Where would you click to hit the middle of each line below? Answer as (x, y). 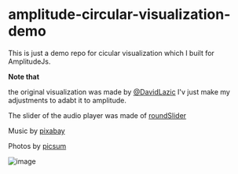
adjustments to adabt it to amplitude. (68, 100)
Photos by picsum (37, 146)
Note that (24, 76)
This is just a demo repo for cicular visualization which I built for (111, 53)
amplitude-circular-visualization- (119, 15)
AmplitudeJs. (29, 61)
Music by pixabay (37, 131)
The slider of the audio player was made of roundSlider (97, 115)
